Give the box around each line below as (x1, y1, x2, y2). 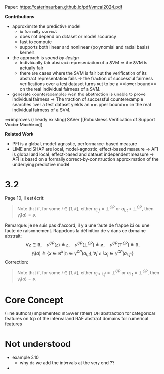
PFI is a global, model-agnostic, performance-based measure (12, 141, 137, 147)
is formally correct (19, 29, 57, 34)
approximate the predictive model (12, 23, 81, 29)
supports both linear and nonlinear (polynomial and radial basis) (19, 44, 149, 50)
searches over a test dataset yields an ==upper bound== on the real (12, 102, 151, 107)
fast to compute (19, 39, 52, 45)
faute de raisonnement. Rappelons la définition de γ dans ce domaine (5, 228, 146, 234)
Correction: (5, 259, 28, 265)
